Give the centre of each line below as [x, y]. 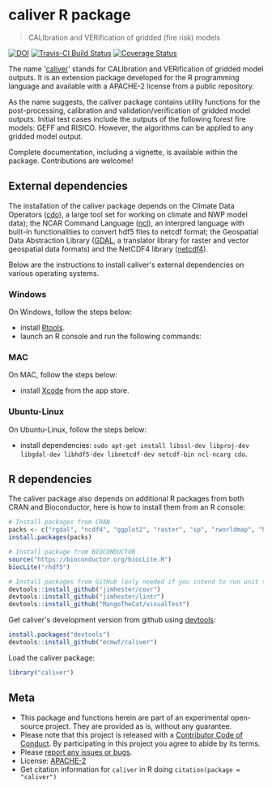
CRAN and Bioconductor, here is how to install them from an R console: [127, 507]
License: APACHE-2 [53, 760]
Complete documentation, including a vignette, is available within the [123, 152]
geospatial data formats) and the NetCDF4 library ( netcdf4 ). [108, 248]
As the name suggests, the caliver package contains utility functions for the [134, 101]
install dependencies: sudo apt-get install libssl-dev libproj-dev [134, 445]
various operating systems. [54, 273]
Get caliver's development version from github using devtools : [112, 620]
